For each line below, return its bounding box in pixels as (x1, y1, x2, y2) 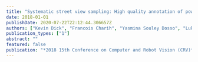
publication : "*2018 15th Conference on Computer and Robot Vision (6, 47, 176, 53)
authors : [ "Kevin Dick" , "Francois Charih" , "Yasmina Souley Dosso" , (6, 25, 181, 31)
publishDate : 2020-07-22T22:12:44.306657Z (6, 19, 112, 25)
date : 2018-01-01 (6, 14, 49, 20)
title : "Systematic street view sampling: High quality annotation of (6, 8, 183, 15)
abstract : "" (6, 36, 38, 42)
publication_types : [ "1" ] (6, 31, 70, 37)
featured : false (6, 42, 46, 48)
